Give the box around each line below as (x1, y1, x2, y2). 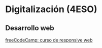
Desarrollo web (5, 24, 54, 32)
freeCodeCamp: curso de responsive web (5, 37, 93, 43)
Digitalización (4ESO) (5, 4, 97, 15)
